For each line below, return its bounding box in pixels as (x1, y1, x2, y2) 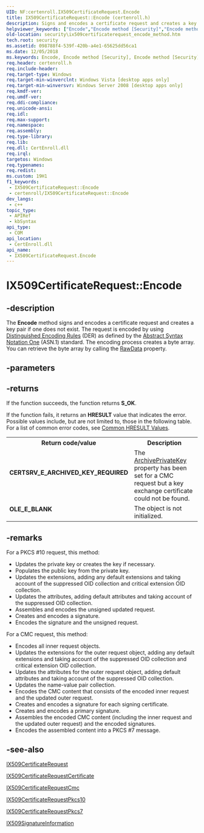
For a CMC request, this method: (6, 631, 88, 638)
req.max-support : (6, 116, 50, 122)
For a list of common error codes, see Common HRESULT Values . (6, 424, 170, 431)
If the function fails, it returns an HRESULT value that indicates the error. (6, 411, 187, 419)
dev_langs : (6, 196, 34, 202)
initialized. (134, 512, 163, 520)
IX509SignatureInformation (6, 820, 74, 827)
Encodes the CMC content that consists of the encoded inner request (15, 688, 189, 695)
